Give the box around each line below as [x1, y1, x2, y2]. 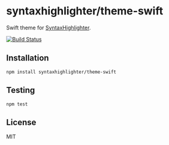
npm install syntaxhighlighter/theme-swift [6, 69, 117, 75]
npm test [6, 101, 28, 107]
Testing [6, 85, 35, 95]
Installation [6, 53, 49, 64]
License [6, 117, 37, 127]
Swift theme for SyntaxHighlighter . [6, 24, 91, 31]
